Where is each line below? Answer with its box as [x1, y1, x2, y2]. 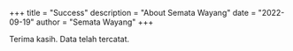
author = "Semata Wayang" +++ [35, 17, 154, 27]
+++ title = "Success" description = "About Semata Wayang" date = [9, 8, 257, 18]
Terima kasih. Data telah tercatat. [9, 34, 130, 44]
